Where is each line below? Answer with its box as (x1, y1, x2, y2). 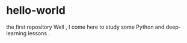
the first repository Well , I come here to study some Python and (6, 23, 165, 30)
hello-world (6, 4, 66, 17)
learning (6, 29, 27, 36)
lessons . (28, 29, 50, 36)
